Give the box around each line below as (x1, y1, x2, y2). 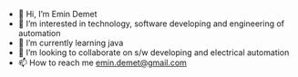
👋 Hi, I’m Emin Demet (17, 9, 98, 19)
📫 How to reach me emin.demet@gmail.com (17, 57, 187, 68)
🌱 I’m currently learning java (17, 37, 124, 48)
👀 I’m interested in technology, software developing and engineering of (17, 18, 285, 29)
